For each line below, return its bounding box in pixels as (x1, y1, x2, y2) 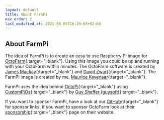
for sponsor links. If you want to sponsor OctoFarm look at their (5, 104, 135, 110)
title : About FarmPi (5, 12, 48, 17)
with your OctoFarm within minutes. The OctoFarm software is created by (5, 63, 156, 70)
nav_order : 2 (5, 16, 32, 21)
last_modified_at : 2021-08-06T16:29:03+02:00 (5, 21, 101, 26)
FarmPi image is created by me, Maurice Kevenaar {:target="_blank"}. (5, 74, 147, 80)
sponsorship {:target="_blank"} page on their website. (5, 109, 115, 115)
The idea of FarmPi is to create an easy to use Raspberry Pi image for (5, 53, 148, 59)
